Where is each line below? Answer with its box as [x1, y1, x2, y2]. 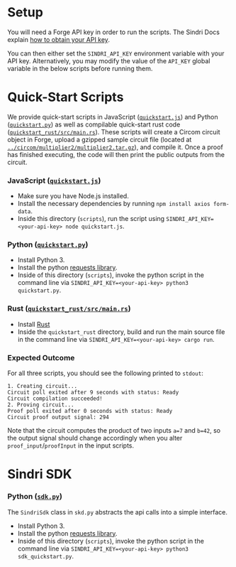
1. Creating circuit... [7, 383, 78, 390]
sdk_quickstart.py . [17, 551, 74, 560]
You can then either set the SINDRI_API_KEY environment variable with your [7, 49, 225, 58]
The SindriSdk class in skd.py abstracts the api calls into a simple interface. [7, 507, 228, 516]
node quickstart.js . [65, 222, 125, 231]
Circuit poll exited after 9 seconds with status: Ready [7, 389, 179, 396]
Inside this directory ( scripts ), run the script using [17, 215, 165, 223]
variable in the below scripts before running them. [7, 64, 153, 72]
